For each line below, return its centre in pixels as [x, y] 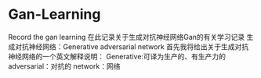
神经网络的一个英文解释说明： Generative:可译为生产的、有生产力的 [117, 56]
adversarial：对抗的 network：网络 [64, 66]
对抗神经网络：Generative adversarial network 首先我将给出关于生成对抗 [132, 46]
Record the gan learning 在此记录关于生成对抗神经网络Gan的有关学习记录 [127, 37]
